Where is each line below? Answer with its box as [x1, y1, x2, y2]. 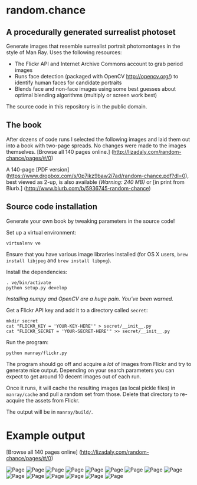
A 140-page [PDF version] [6, 166, 70, 173]
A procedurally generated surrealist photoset [6, 27, 176, 37]
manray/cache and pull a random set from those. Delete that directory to [6, 390, 179, 398]
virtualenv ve [6, 240, 41, 246]
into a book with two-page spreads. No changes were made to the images [6, 142, 187, 149]
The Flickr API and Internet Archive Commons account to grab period [14, 60, 183, 67]
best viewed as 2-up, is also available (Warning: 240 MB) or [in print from [6, 178, 185, 186]
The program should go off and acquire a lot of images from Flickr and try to [6, 360, 192, 367]
